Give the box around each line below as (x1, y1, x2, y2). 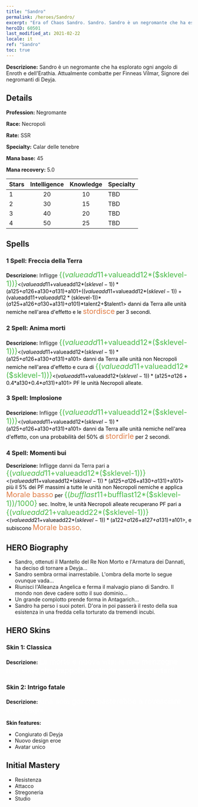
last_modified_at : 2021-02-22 (6, 31, 81, 37)
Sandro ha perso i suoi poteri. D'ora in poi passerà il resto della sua (14, 602, 178, 609)
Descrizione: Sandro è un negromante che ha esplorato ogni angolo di (6, 63, 178, 70)
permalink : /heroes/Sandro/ (6, 14, 75, 20)
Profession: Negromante (6, 109, 67, 116)
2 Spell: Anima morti (6, 324, 66, 332)
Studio (14, 795, 31, 802)
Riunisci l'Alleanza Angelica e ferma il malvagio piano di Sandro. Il (14, 583, 174, 590)
